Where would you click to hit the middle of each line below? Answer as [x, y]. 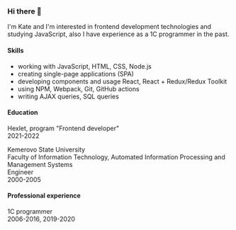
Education [23, 113]
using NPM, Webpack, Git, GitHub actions [78, 88]
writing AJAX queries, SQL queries [68, 96]
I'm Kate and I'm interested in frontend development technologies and [109, 27]
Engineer [21, 172]
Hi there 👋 [25, 11]
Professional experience [44, 196]
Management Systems [40, 164]
